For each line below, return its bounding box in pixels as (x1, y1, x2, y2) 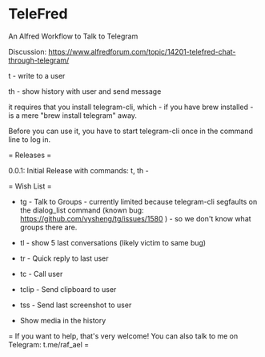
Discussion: (8, 47, 47, 56)
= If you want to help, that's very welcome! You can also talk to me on (8, 331, 239, 341)
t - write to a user (8, 71, 66, 80)
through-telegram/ (8, 55, 70, 65)
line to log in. (8, 134, 50, 144)
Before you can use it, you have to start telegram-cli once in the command (8, 126, 254, 136)
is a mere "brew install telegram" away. (8, 110, 138, 120)
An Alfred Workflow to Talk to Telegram (8, 31, 139, 41)
